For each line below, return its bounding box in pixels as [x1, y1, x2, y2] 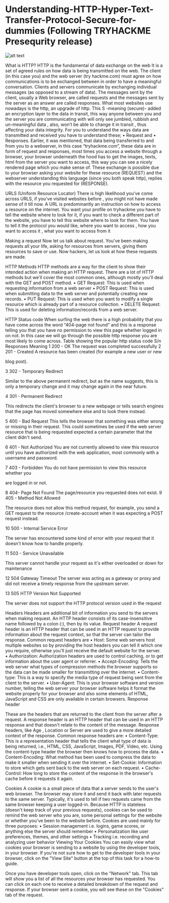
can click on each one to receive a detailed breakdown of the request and [5, 881, 158, 887]
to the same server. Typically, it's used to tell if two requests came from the [5, 796, 161, 802]
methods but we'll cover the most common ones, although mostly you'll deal [5, 274, 163, 280]
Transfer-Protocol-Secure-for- [5, 14, 137, 26]
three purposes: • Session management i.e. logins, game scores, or [5, 823, 145, 829]
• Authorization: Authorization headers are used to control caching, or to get [5, 653, 163, 659]
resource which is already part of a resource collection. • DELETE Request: [5, 301, 161, 307]
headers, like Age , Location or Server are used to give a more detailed [5, 727, 152, 733]
